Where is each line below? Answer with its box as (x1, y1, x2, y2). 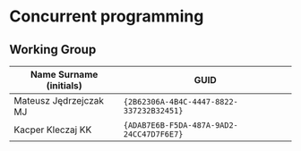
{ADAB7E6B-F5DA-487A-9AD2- (123, 121, 239, 130)
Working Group (9, 42, 97, 57)
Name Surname (30, 69, 99, 80)
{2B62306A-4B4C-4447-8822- (123, 96, 239, 106)
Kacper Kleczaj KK (13, 123, 92, 136)
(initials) (46, 80, 82, 91)
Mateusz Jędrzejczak (13, 95, 105, 106)
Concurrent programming (9, 6, 204, 27)
